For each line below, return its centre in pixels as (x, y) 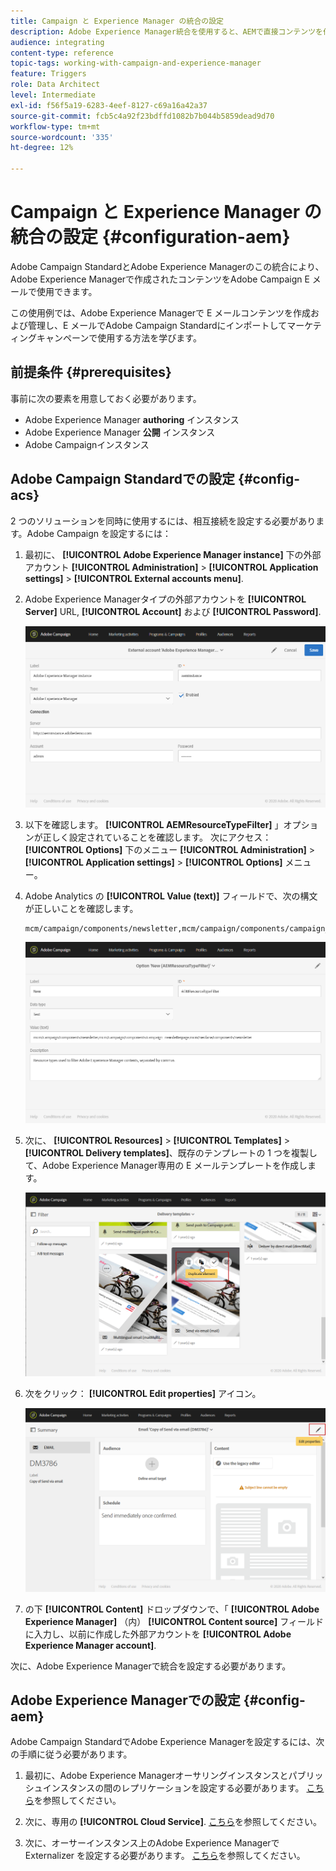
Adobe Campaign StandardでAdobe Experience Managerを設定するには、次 (167, 1742)
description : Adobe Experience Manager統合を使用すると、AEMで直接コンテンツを (166, 31)
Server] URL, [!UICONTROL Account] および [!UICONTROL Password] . (173, 611)
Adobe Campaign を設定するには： (99, 533)
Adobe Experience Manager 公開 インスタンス (120, 432)
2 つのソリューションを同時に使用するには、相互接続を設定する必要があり (163, 521)
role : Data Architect (55, 85)
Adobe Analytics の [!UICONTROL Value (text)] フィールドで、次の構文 (171, 896)
